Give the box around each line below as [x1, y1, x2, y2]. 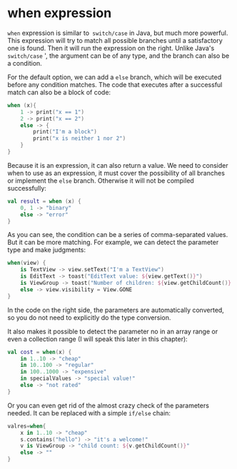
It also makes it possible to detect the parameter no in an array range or [7, 327, 218, 336]
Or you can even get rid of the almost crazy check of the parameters [7, 401, 209, 410]
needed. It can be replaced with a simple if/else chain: [7, 408, 171, 417]
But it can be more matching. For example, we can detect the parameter [7, 238, 219, 247]
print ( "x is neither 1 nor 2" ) [33, 135, 126, 142]
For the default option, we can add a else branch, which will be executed [7, 73, 222, 81]
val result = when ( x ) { [7, 198, 81, 205]
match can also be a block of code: [7, 88, 111, 96]
